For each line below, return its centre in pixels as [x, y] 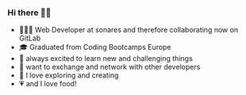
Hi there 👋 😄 [29, 13]
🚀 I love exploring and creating [69, 75]
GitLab [30, 38]
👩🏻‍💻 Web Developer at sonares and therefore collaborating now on [129, 30]
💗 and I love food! [48, 84]
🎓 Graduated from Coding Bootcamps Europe [95, 47]
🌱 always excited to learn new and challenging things [106, 59]
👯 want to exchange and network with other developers [110, 67]
